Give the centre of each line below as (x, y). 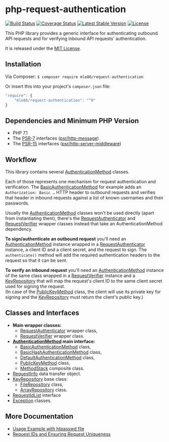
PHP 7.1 (20, 133)
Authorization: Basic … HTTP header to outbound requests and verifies (80, 192)
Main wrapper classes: (37, 325)
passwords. (17, 203)
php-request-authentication (66, 9)
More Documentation (39, 416)
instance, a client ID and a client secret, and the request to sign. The (76, 250)
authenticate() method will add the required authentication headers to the (83, 255)
